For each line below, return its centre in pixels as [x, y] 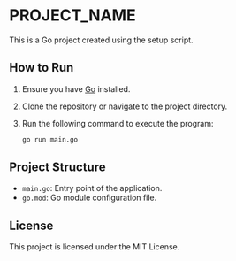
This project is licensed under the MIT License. [95, 247]
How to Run [42, 68]
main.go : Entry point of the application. [92, 188]
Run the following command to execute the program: [118, 123]
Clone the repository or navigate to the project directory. [125, 106]
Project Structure [57, 168]
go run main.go [50, 139]
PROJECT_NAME [72, 15]
